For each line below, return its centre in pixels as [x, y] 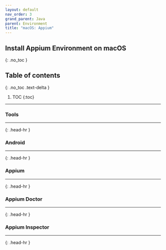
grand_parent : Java [25, 19]
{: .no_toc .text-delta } [27, 87]
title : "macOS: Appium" [30, 28]
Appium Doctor [24, 199]
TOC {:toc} [23, 97]
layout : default [22, 10]
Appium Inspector [27, 227]
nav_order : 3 [19, 14]
